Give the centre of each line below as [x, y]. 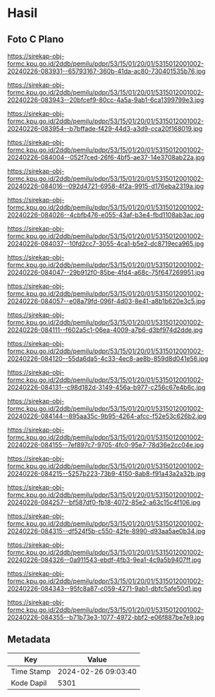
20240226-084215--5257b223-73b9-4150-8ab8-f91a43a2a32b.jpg [106, 473]
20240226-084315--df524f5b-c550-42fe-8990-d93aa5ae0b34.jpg [106, 531]
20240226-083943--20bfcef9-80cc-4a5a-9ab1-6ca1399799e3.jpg [106, 100]
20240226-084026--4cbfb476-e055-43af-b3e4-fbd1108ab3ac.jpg [106, 215]
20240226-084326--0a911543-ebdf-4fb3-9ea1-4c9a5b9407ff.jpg [104, 560]
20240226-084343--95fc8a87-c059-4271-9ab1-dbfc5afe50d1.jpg [105, 588]
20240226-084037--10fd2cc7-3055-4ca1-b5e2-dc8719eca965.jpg [106, 243]
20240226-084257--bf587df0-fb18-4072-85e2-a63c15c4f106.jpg [104, 502]
